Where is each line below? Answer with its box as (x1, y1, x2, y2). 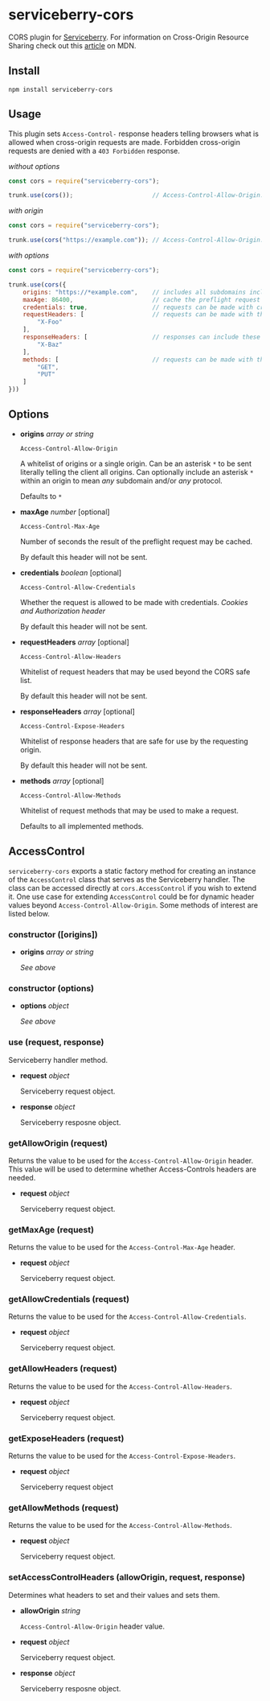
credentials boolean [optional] (19, 567, 122, 577)
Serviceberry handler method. (8, 1055, 108, 1065)
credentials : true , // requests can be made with (22, 303, 253, 311)
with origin (8, 206, 44, 216)
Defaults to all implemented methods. (19, 821, 145, 830)
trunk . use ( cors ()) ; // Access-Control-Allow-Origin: (8, 192, 264, 200)
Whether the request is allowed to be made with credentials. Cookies (19, 597, 248, 607)
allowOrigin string (19, 1605, 81, 1615)
